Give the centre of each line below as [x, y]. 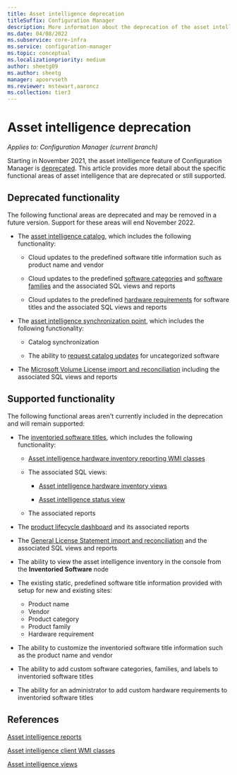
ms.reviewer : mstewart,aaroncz [53, 86]
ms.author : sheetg [34, 73]
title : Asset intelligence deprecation [66, 14]
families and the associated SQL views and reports [102, 286]
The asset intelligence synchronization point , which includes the [111, 320]
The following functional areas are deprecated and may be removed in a [112, 215]
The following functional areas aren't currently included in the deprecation [115, 416]
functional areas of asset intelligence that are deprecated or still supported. [117, 176]
